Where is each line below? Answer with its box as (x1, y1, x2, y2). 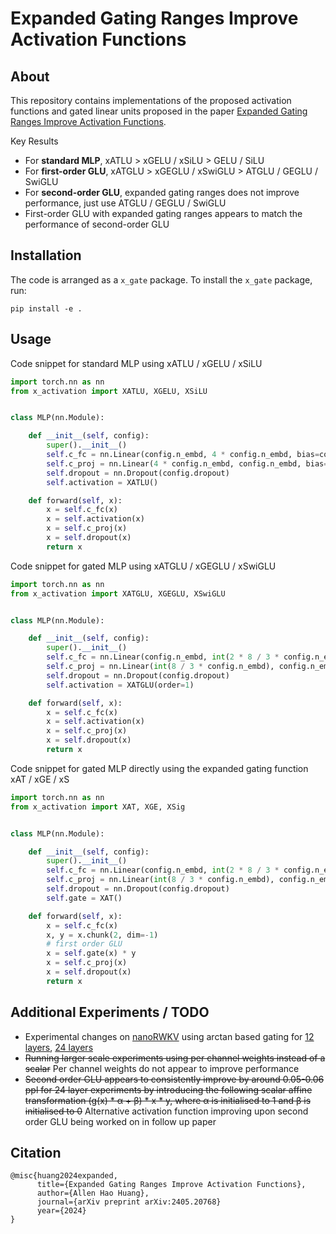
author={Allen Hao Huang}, (36, 1188, 150, 1199)
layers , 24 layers (24, 1041, 94, 1053)
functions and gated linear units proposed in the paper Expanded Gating (10, 105, 308, 117)
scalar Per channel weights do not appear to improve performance (24, 1062, 300, 1074)
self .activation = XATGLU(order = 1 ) (46, 680, 195, 690)
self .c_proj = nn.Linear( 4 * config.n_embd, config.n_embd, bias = (46, 458, 329, 469)
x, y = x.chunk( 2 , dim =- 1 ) (46, 930, 159, 940)
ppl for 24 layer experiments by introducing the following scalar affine (24, 1083, 313, 1096)
